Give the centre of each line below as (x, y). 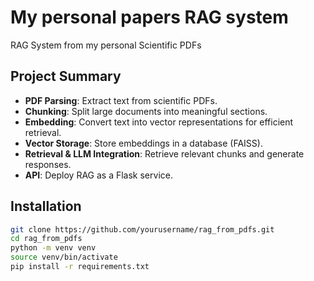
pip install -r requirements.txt (80, 267)
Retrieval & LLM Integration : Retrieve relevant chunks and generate (164, 153)
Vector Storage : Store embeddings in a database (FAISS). (143, 143)
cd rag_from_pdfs (46, 239)
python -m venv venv (53, 248)
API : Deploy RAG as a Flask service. (98, 175)
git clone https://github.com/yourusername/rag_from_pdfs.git (142, 229)
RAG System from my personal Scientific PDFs (106, 45)
